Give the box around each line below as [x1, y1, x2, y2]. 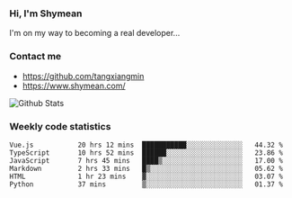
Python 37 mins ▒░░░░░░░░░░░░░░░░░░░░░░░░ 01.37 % [9, 179, 283, 189]
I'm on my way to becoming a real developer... [9, 28, 181, 39]
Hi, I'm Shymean [9, 7, 83, 20]
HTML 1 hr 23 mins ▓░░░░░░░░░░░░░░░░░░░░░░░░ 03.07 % [9, 172, 283, 181]
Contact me [9, 50, 62, 63]
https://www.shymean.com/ [22, 80, 126, 91]
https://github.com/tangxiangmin [22, 70, 145, 81]
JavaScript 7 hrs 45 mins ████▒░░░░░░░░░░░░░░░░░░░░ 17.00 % [9, 156, 283, 165]
